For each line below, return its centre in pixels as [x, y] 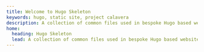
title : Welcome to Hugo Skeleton [49, 12]
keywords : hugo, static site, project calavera [68, 17]
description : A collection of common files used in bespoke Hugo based [99, 23]
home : [13, 28]
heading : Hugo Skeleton [42, 34]
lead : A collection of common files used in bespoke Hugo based [95, 39]
